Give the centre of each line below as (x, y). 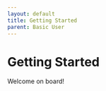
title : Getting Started (42, 20)
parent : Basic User (36, 27)
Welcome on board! (36, 81)
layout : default (31, 14)
